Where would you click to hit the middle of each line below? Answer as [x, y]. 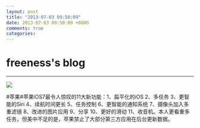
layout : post [22, 12]
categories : [21, 34]
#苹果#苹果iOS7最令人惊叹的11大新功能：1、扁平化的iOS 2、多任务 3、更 [95, 97]
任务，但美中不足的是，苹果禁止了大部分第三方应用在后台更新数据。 [90, 119]
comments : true [25, 28]
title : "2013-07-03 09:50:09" [44, 17]
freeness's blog [46, 63]
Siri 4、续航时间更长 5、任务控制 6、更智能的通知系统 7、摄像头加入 [100, 104]
